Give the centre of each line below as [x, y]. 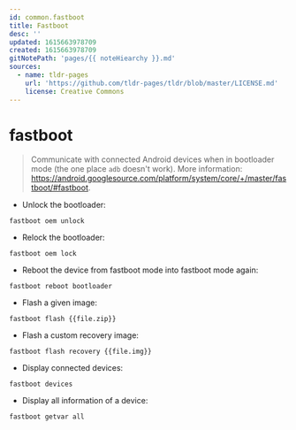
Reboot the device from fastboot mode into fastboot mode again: [140, 270]
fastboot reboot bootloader [61, 287]
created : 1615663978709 [53, 50]
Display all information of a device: [85, 401]
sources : [25, 67]
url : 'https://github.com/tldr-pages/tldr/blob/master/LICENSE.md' [152, 83]
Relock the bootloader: [63, 238]
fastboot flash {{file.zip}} [63, 319]
